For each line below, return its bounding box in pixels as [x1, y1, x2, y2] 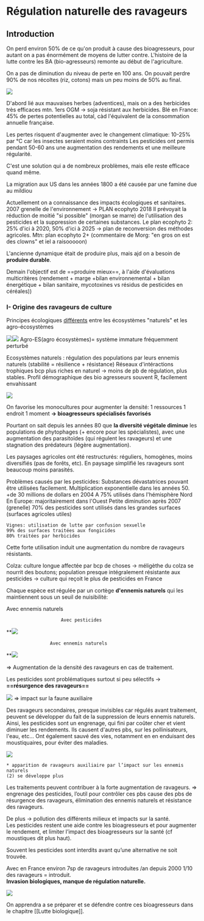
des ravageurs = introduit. [6, 871, 72, 879]
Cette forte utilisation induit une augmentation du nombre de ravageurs [6, 544, 185, 551]
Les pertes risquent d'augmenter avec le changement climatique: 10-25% [6, 131, 191, 138]
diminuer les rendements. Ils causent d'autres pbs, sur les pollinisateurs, [6, 726, 188, 733]
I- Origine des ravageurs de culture [6, 303, 112, 311]
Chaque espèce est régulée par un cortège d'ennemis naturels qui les [6, 587, 184, 594]
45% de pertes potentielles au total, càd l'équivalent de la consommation [6, 113, 190, 120]
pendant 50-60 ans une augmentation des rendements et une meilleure [6, 144, 186, 151]
